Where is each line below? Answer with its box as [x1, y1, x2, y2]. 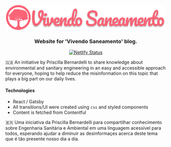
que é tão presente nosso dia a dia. [5, 136, 80, 142]
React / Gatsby [12, 99, 44, 105]
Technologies [5, 87, 35, 94]
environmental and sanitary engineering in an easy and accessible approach [5, 65, 166, 71]
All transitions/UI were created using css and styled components [12, 104, 149, 110]
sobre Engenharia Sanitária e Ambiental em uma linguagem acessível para [5, 125, 162, 131]
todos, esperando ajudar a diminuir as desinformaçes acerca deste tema [5, 130, 158, 137]
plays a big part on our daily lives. [5, 75, 77, 81]
